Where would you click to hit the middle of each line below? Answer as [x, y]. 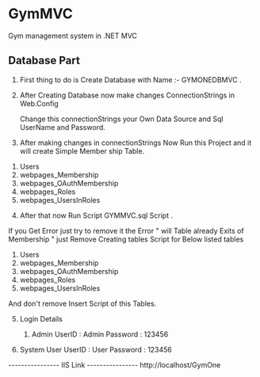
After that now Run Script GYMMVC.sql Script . [96, 215]
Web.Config [39, 103]
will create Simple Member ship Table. [82, 150]
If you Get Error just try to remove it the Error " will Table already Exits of [126, 230]
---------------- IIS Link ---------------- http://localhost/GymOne [115, 364]
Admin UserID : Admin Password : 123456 [100, 334]
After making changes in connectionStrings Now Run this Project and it [136, 143]
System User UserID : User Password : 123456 [96, 349]
